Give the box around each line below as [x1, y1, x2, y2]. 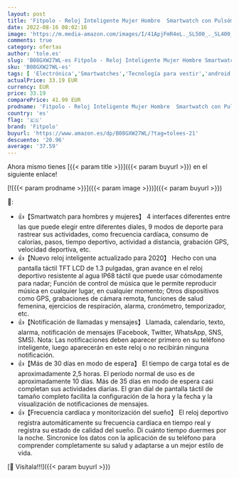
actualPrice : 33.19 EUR [7, 76, 78, 84]
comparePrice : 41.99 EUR [7, 97, 81, 104]
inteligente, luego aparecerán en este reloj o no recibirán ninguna [17, 343, 209, 352]
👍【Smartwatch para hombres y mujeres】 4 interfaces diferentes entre [17, 212, 230, 221]
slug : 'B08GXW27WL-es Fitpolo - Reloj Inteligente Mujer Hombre [7, 57, 202, 64]
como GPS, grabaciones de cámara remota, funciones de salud [17, 294, 204, 303]
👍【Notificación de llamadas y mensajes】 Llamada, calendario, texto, [17, 318, 225, 326]
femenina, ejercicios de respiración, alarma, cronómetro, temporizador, [17, 302, 226, 311]
